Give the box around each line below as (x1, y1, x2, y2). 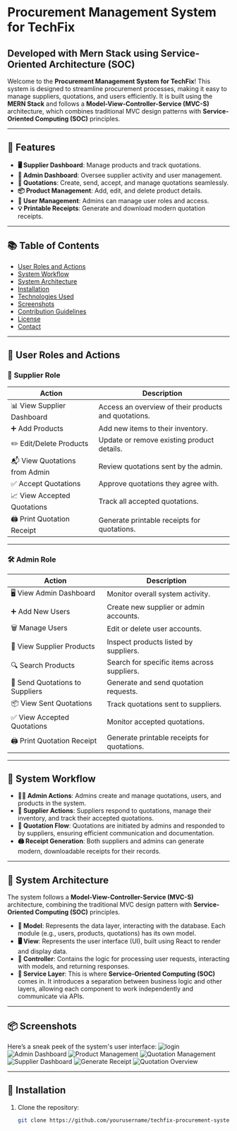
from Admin (11, 467, 50, 477)
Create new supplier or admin (107, 602, 205, 612)
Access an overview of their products (98, 401, 223, 411)
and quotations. (98, 411, 150, 421)
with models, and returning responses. (17, 962, 130, 971)
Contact (17, 322, 41, 330)
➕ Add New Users (11, 606, 71, 616)
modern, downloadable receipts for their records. (17, 847, 161, 856)
